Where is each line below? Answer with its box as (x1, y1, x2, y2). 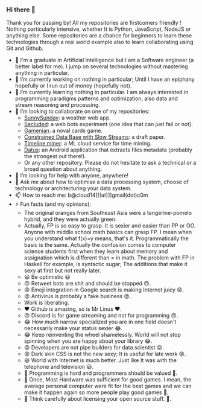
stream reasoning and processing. (14, 101, 101, 109)
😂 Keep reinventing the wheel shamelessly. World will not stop (24, 331, 181, 339)
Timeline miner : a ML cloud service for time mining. (24, 140, 152, 147)
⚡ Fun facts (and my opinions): (14, 200, 92, 208)
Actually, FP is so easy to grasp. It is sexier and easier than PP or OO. (24, 222, 196, 229)
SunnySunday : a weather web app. (24, 114, 111, 121)
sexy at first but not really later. (24, 267, 101, 274)
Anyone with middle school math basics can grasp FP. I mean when (24, 229, 192, 236)
